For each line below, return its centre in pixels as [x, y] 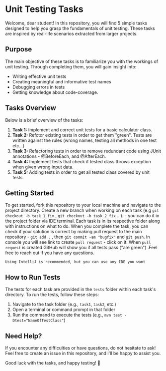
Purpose [19, 49]
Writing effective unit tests [39, 76]
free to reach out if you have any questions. [50, 253]
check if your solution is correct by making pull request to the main [74, 232]
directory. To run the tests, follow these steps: [52, 295]
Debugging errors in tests [39, 87]
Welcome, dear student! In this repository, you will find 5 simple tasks [76, 23]
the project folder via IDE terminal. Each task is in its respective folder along [83, 221]
